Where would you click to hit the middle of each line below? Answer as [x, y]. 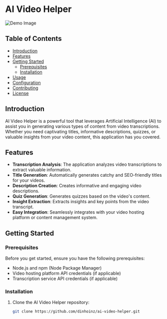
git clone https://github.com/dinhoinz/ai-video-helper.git [76, 312]
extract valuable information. [42, 170]
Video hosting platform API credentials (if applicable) [67, 274]
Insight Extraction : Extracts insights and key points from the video [81, 202]
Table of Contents [34, 39]
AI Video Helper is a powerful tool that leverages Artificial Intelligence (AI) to [83, 121]
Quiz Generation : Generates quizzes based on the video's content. [81, 196]
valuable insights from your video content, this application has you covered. [83, 137]
